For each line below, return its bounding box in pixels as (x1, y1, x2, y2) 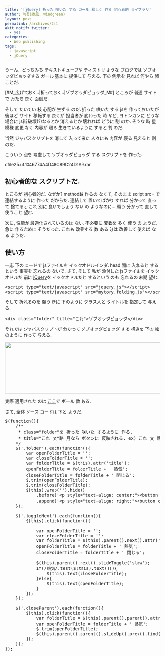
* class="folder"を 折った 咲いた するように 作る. (18, 429, 133, 435)
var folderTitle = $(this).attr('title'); (26, 460, 130, 466)
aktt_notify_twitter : (5, 26, 50, 30)
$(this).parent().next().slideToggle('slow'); (36, 560, 151, 566)
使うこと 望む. (5, 209, 33, 215)
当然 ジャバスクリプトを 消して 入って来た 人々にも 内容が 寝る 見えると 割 (5, 135, 156, 141)
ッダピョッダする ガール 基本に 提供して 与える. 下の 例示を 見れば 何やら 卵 (5, 73, 159, 79)
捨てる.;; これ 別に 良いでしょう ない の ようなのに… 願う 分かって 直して (10, 204, 158, 209)
